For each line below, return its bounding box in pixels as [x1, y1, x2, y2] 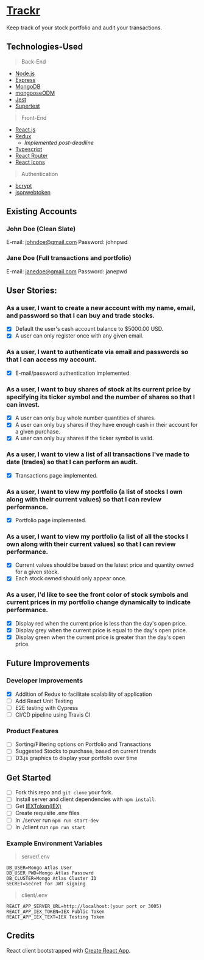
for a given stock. [15, 568, 59, 575]
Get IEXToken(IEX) [15, 802, 62, 810]
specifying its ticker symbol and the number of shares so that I [6, 393, 195, 401]
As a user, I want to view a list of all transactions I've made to [6, 450, 190, 459]
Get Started [6, 772, 51, 783]
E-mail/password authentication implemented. [15, 369, 131, 377]
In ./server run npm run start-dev [15, 816, 99, 824]
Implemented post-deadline [24, 139, 94, 146]
